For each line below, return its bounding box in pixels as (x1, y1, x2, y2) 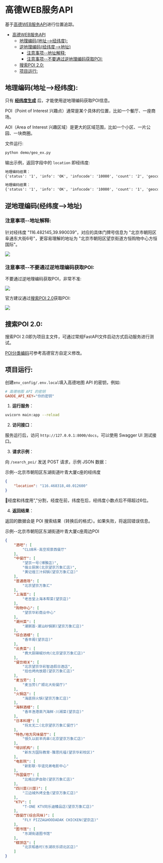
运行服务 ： (12, 403, 34, 409)
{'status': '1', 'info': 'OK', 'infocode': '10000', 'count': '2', (5, 174, 145, 179)
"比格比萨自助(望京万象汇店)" (22, 777, 75, 782)
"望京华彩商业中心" (22, 610, 56, 615)
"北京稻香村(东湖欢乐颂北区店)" (22, 845, 79, 849)
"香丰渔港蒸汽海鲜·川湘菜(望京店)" (22, 709, 84, 715)
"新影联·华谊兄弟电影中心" (22, 764, 69, 768)
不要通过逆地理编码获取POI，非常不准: (5, 276, 81, 282)
